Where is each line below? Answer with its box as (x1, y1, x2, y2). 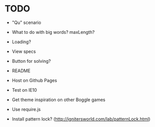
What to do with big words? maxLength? (11, 29, 95, 35)
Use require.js (11, 106, 41, 112)
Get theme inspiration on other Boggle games (11, 97, 106, 103)
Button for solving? (11, 58, 51, 64)
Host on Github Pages (11, 77, 57, 83)
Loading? (11, 38, 31, 45)
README (11, 68, 31, 74)
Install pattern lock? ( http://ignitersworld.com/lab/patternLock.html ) (11, 116, 151, 122)
